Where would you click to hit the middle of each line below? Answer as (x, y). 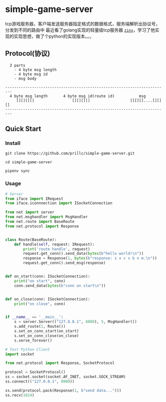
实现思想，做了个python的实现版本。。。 (54, 36)
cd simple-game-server (29, 162)
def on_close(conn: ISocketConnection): (48, 299)
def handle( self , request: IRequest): (54, 244)
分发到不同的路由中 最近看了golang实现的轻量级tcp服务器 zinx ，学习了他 (80, 30)
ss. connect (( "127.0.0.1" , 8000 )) (40, 381)
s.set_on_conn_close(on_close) (47, 336)
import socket (20, 354)
